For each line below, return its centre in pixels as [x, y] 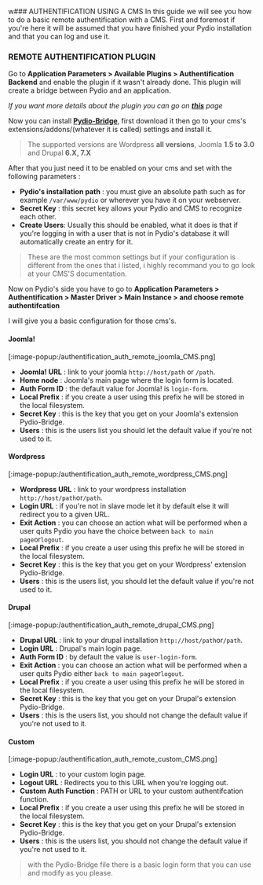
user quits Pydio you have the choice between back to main [116, 531]
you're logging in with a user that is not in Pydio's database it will [124, 233]
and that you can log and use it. [59, 36]
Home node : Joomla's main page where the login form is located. [126, 380]
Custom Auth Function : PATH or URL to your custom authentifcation [131, 791]
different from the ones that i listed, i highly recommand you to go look [141, 266]
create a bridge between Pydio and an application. [89, 90]
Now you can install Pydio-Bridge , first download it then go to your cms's [127, 121]
